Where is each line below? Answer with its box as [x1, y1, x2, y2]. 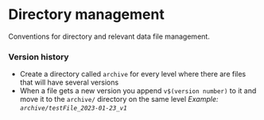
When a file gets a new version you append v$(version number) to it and [19, 86, 257, 96]
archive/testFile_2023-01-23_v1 [19, 104, 127, 112]
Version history [8, 51, 69, 62]
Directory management [8, 6, 165, 24]
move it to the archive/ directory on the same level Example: [19, 95, 219, 104]
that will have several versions [19, 77, 119, 88]
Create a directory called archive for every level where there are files [19, 69, 247, 79]
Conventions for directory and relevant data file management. [8, 32, 211, 41]
